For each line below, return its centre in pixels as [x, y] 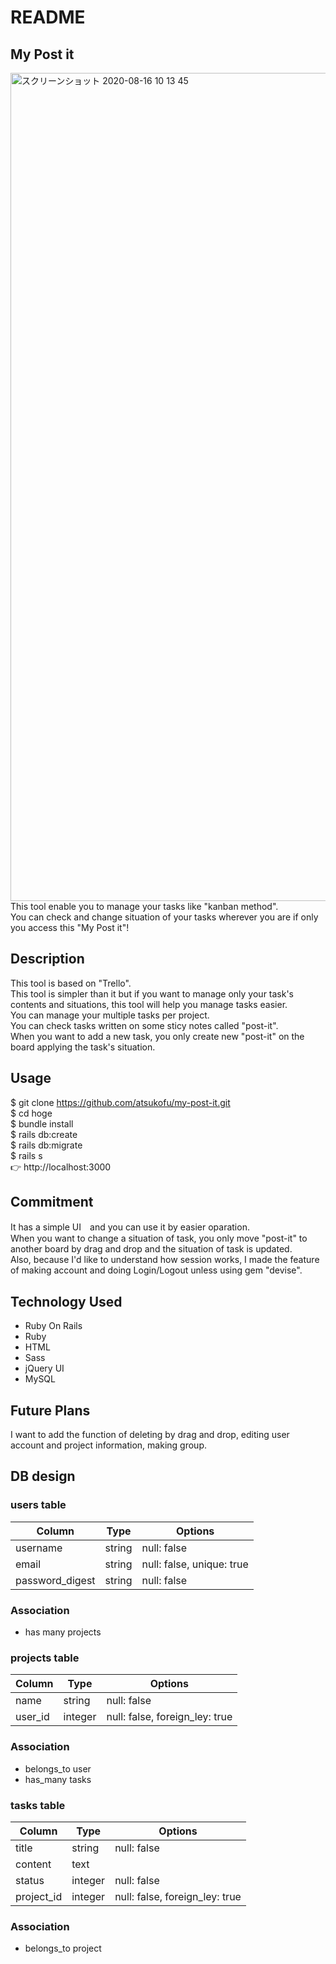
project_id [39, 1896]
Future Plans [50, 1410]
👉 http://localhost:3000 [61, 1167]
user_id [32, 1717]
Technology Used [66, 1301]
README [48, 17]
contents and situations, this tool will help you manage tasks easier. [149, 1004]
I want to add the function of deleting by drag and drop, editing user [150, 1435]
